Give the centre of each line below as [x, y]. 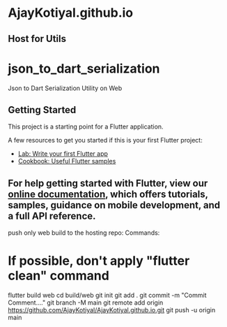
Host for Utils [37, 39]
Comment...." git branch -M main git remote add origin [86, 303]
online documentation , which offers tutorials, [108, 194]
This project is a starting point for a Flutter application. [86, 126]
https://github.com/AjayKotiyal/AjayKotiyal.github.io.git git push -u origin [112, 310]
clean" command [59, 276]
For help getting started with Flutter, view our [108, 183]
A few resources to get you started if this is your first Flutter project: [105, 140]
